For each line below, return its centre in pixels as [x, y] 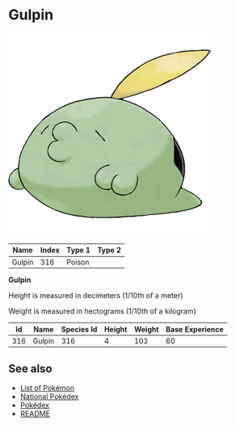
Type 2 [109, 250]
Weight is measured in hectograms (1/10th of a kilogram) [102, 311]
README [35, 414]
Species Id [79, 329]
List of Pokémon [47, 388]
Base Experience [194, 329]
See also [30, 368]
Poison [78, 262]
